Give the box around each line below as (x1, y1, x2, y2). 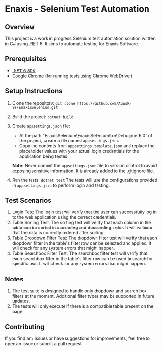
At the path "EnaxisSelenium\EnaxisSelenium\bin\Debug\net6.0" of (19, 132, 153, 138)
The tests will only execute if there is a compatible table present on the (12, 303, 154, 309)
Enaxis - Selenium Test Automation (5, 3, 149, 15)
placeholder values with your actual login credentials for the (19, 148, 139, 154)
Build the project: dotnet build (12, 113, 74, 120)
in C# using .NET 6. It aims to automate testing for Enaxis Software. (5, 41, 139, 47)
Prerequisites (5, 55, 47, 63)
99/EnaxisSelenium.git (12, 105, 58, 110)
